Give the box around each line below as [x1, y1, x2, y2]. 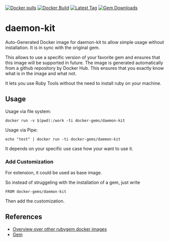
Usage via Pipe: [5, 127, 38, 133]
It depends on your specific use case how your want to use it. [5, 146, 134, 152]
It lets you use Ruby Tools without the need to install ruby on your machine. [5, 80, 161, 86]
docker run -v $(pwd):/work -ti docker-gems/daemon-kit [5, 118, 125, 123]
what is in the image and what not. [5, 70, 77, 76]
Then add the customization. [5, 198, 65, 204]
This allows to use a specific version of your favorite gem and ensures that [5, 54, 160, 60]
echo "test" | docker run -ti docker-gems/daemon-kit [5, 136, 121, 141]
